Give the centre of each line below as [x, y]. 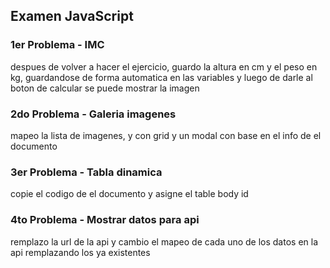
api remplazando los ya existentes [80, 252]
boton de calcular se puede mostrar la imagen [105, 88]
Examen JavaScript [72, 16]
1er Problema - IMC [57, 45]
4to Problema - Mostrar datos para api [105, 220]
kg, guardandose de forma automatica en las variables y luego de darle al [161, 77]
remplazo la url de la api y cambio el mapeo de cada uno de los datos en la [164, 241]
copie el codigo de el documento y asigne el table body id [129, 194]
